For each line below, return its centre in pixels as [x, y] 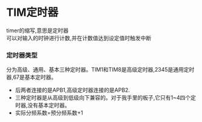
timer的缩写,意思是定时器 [37, 30]
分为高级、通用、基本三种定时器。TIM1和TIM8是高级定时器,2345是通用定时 [100, 70]
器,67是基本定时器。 [32, 77]
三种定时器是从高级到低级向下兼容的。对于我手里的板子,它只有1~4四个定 [105, 98]
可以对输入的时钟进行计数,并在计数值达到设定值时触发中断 [79, 38]
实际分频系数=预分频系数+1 [49, 113]
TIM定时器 [32, 12]
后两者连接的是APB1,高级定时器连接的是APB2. [72, 90]
